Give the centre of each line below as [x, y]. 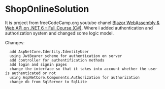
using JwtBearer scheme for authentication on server [66, 56]
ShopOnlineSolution [47, 9]
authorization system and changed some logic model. [60, 33]
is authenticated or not [31, 73]
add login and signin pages [38, 64]
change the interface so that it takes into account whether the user [83, 69]
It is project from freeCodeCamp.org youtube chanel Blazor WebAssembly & [82, 23]
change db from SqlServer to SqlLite [48, 82]
